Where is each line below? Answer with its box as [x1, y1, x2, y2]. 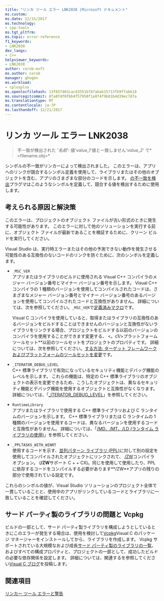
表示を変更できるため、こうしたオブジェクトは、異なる [29, 379, 141, 385]
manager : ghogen [5, 75, 38, 80]
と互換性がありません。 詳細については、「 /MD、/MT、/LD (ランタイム [12, 426, 153, 431]
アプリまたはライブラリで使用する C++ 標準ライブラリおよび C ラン [12, 407, 149, 413]
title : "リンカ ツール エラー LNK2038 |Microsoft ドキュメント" [5, 7, 128, 12]
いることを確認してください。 [18, 495, 78, 501]
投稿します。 [44, 561, 70, 567]
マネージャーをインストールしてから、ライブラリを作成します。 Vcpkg [10, 536, 153, 542]
